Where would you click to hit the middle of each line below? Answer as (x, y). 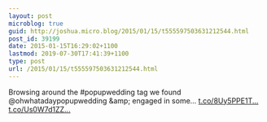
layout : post (31, 16)
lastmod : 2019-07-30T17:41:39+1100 (69, 54)
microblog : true (36, 24)
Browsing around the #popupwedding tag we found (95, 92)
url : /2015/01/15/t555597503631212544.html (83, 69)
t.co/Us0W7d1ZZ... (39, 109)
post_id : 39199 (34, 39)
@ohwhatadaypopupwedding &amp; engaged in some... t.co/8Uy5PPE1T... (133, 100)
